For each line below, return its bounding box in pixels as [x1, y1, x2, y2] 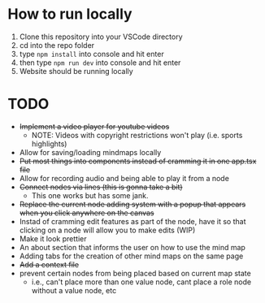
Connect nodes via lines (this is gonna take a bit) [19, 182, 184, 192]
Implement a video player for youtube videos [19, 121, 170, 131]
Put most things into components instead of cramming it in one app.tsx [19, 156, 257, 166]
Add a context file [19, 259, 79, 269]
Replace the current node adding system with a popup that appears [19, 199, 246, 209]
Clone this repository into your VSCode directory [19, 32, 184, 41]
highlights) [31, 139, 67, 149]
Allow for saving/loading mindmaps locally [19, 147, 162, 157]
